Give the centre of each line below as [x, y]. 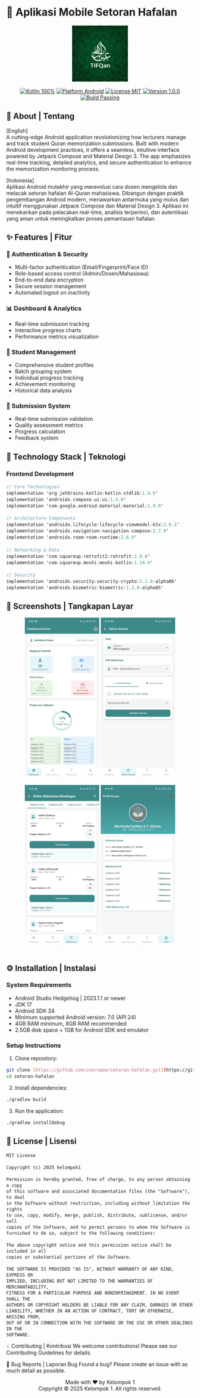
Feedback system [37, 438]
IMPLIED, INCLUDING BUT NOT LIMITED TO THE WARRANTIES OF [79, 1281]
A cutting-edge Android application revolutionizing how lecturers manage [96, 137]
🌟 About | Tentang [40, 116]
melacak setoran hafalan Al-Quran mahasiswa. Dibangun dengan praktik [95, 193]
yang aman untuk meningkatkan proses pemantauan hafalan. [81, 218]
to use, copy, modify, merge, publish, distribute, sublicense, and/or [97, 1216]
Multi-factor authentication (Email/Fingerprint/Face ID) [82, 267]
